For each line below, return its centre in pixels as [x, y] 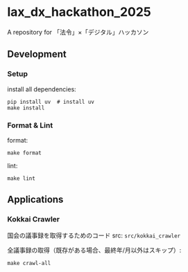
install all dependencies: [42, 89]
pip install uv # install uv [51, 102]
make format [24, 153]
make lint [22, 178]
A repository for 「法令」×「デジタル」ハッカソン [78, 32]
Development [37, 54]
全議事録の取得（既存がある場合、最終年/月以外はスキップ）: [94, 250]
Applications [35, 200]
